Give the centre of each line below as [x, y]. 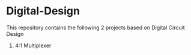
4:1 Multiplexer [33, 45]
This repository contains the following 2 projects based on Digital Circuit [95, 27]
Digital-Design [43, 11]
